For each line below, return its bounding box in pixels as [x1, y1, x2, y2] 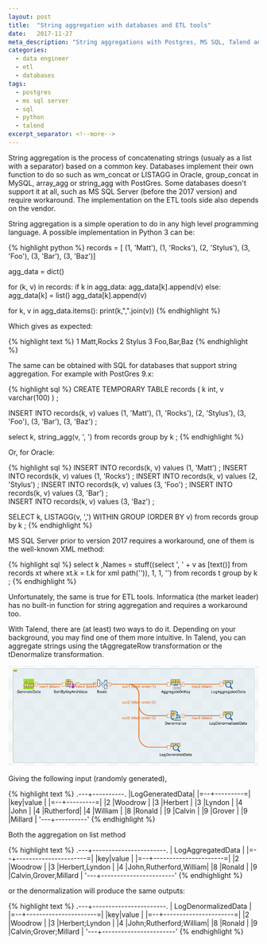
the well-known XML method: [8, 544, 105, 554]
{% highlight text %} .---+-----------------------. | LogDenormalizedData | [8, 902, 252, 911]
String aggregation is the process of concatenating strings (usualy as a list [8, 153, 252, 162]
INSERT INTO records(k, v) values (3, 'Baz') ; [8, 497, 155, 506]
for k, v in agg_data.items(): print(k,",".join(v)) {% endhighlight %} [8, 306, 221, 315]
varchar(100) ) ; [8, 393, 59, 402]
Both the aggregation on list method [8, 830, 126, 839]
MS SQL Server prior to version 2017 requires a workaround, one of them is [8, 536, 254, 545]
